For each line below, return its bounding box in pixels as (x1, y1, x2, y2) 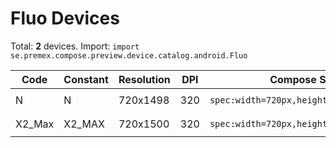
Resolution (118, 72, 171, 86)
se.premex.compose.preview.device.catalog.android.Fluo (10, 50, 248, 61)
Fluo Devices (10, 7, 120, 30)
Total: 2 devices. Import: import (10, 40, 140, 52)
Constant (63, 72, 109, 86)
